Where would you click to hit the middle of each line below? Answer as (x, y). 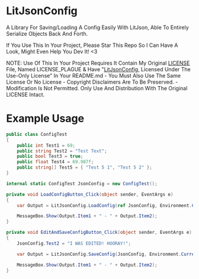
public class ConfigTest (37, 134)
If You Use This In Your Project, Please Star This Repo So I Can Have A (92, 45)
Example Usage (45, 118)
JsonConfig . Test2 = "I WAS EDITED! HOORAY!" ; (74, 243)
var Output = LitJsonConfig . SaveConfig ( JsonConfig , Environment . (99, 254)
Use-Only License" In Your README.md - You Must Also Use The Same (94, 75)
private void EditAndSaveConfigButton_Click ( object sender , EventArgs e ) (99, 233)
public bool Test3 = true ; (50, 156)
